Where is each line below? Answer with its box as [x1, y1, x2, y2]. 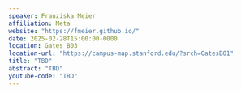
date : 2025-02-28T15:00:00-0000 [8, 34, 118, 43]
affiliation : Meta [8, 19, 71, 27]
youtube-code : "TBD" [8, 72, 79, 80]
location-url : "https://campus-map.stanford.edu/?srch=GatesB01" [8, 49, 234, 57]
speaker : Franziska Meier [8, 11, 96, 20]
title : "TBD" [8, 57, 53, 66]
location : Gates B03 [8, 42, 79, 50]
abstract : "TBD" [8, 65, 63, 73]
